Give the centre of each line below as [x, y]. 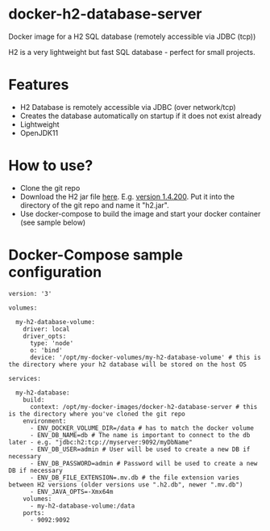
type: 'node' [52, 343]
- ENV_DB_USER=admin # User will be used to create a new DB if [140, 449]
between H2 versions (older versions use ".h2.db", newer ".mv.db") [126, 485]
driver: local [46, 329]
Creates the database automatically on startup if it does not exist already [141, 116]
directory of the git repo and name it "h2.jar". [94, 205]
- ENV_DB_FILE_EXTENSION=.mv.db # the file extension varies [135, 478]
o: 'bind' [46, 350]
